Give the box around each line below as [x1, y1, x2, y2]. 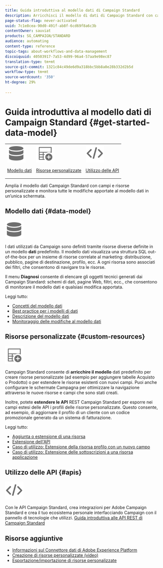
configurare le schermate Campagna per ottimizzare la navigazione [5, 384, 140, 390]
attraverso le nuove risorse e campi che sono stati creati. [5, 390, 119, 396]
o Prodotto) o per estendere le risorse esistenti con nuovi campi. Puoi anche [5, 379, 157, 385]
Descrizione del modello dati [12, 313, 69, 319]
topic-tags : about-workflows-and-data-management [5, 49, 108, 54]
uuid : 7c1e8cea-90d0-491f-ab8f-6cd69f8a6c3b [5, 23, 97, 28]
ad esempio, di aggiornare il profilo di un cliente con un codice [5, 409, 130, 415]
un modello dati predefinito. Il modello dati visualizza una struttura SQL [5, 248, 147, 254]
